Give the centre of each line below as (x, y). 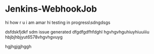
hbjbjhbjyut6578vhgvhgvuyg (34, 37)
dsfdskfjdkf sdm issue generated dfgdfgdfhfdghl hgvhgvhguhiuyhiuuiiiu (77, 32)
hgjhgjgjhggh (18, 46)
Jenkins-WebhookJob (51, 9)
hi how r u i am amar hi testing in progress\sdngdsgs (58, 22)
